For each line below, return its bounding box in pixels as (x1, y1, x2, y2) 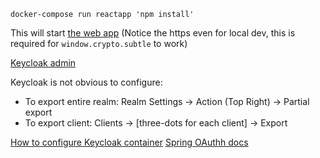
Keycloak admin (10, 57, 77, 69)
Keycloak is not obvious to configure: (10, 76, 163, 88)
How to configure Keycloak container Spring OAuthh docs (10, 136, 249, 148)
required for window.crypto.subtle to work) (10, 38, 188, 49)
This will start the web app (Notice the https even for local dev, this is (10, 27, 296, 39)
